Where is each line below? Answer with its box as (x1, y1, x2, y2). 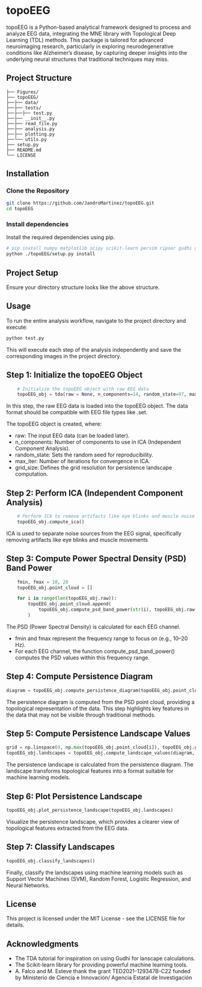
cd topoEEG (6, 206, 34, 212)
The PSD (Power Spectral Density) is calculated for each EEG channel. (6, 623, 180, 630)
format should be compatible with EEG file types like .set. (6, 409, 148, 416)
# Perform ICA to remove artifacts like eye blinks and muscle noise (17, 513, 195, 520)
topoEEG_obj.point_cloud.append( (28, 601, 112, 607)
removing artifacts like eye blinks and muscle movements (6, 536, 148, 543)
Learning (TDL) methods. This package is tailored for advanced (6, 36, 164, 43)
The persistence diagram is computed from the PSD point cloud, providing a (6, 698, 195, 705)
